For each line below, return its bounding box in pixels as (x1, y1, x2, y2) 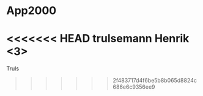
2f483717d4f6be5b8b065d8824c (113, 77, 197, 84)
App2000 (6, 4, 57, 18)
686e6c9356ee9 (113, 83, 155, 90)
